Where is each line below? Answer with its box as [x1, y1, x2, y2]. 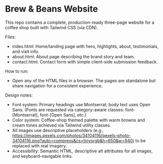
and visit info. [12, 49, 39, 54]
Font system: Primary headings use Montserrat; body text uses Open [12, 101, 151, 107]
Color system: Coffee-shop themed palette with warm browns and [12, 117, 145, 123]
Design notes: [5, 92, 33, 98]
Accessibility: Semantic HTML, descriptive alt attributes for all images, [12, 148, 153, 154]
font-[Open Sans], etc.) [39, 112, 87, 117]
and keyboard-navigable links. [12, 153, 73, 159]
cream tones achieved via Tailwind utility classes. [12, 122, 111, 128]
